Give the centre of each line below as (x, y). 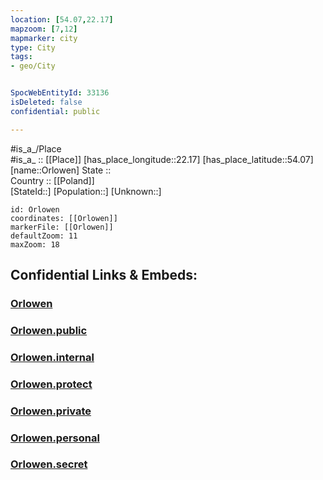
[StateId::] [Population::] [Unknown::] (86, 191)
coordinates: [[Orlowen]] (64, 218)
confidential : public (55, 111)
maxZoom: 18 (35, 244)
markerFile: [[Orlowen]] (62, 227)
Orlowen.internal (52, 357)
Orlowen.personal (55, 438)
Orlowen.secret (49, 464)
